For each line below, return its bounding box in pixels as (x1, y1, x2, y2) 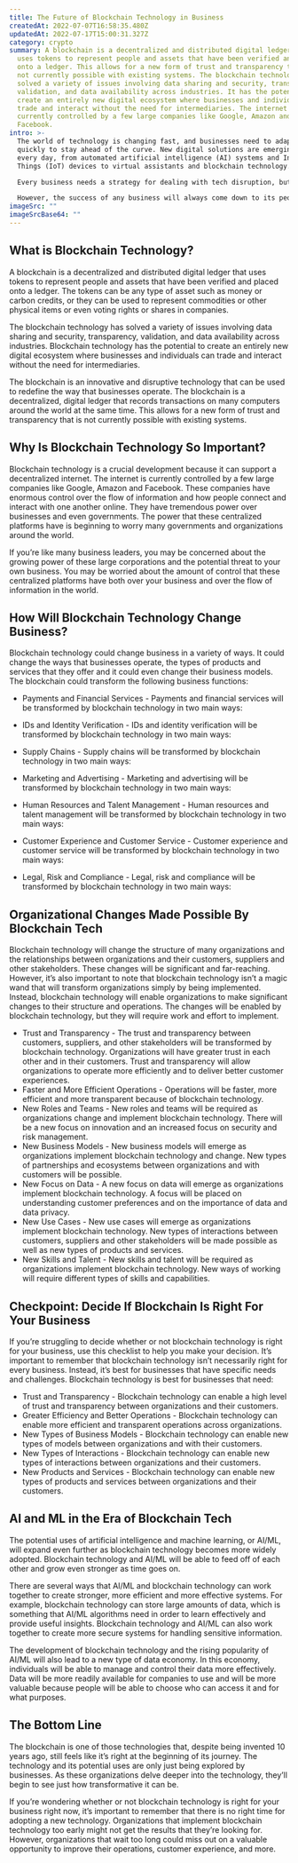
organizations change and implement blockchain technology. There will (21, 1113, 283, 1123)
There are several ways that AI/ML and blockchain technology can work (9, 1580, 272, 1590)
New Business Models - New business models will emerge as (21, 1141, 247, 1152)
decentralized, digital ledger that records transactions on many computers (9, 395, 281, 406)
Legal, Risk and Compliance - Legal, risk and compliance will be (21, 872, 255, 883)
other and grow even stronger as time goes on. (9, 1563, 181, 1574)
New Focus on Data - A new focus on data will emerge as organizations (21, 1178, 284, 1190)
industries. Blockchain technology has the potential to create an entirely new (9, 340, 289, 351)
